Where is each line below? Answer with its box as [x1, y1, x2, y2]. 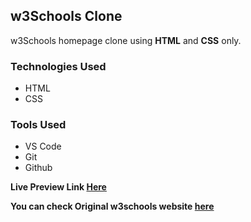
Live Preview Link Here [10, 181, 107, 193]
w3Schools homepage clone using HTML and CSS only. [10, 34, 242, 46]
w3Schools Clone [10, 8, 123, 25]
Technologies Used [10, 59, 107, 73]
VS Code [24, 140, 62, 153]
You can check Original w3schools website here [10, 200, 215, 213]
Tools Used [10, 118, 67, 132]
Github [24, 162, 53, 174]
